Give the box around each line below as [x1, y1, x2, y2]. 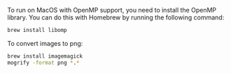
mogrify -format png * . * [7, 59, 80, 66]
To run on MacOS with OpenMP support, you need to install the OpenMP [7, 6, 217, 14]
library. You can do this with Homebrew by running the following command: [7, 13, 225, 22]
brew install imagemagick [7, 52, 83, 60]
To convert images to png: [7, 39, 83, 47]
